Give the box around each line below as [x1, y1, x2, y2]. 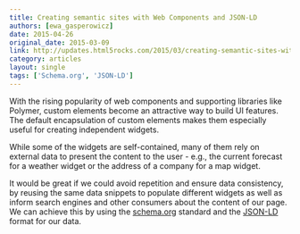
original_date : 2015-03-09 [9, 38, 110, 47]
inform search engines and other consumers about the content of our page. [9, 196, 287, 207]
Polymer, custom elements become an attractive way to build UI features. [9, 104, 279, 116]
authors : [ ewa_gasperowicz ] [9, 21, 114, 30]
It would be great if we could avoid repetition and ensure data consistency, [9, 178, 284, 188]
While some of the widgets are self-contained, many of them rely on [9, 141, 261, 152]
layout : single [9, 63, 66, 72]
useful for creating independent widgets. [9, 124, 159, 135]
